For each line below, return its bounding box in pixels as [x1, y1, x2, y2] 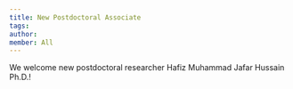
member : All [9, 37, 53, 47]
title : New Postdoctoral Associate [9, 12, 142, 22]
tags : [9, 21, 29, 30]
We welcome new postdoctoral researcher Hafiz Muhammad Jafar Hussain [9, 62, 285, 73]
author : [9, 29, 38, 38]
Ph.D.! [9, 72, 31, 83]
